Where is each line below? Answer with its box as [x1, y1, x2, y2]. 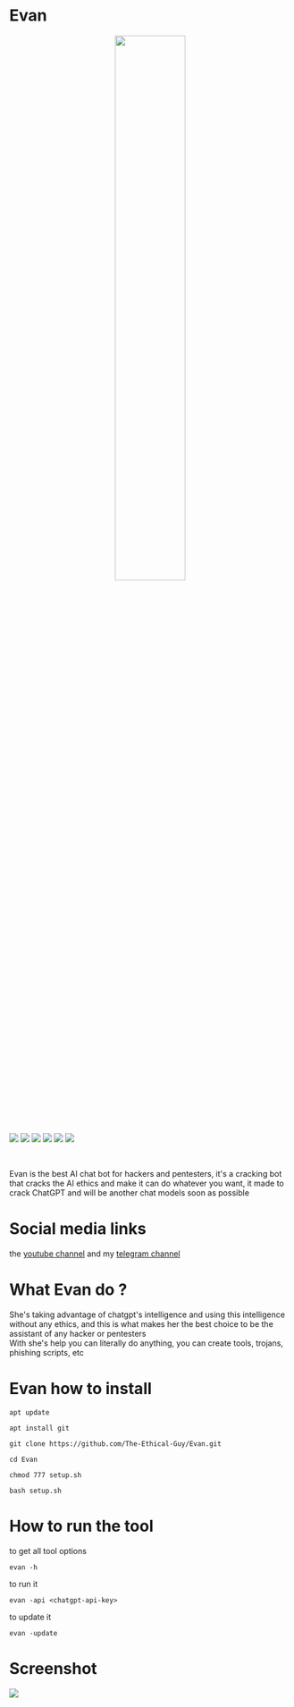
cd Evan [9, 1455, 38, 1464]
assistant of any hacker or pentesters [9, 1328, 147, 1339]
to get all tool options [9, 1545, 88, 1556]
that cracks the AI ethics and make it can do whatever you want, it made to [9, 1178, 284, 1188]
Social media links [9, 1219, 147, 1239]
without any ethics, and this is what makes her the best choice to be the [9, 1318, 274, 1329]
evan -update [9, 1628, 58, 1637]
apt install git [9, 1424, 70, 1432]
